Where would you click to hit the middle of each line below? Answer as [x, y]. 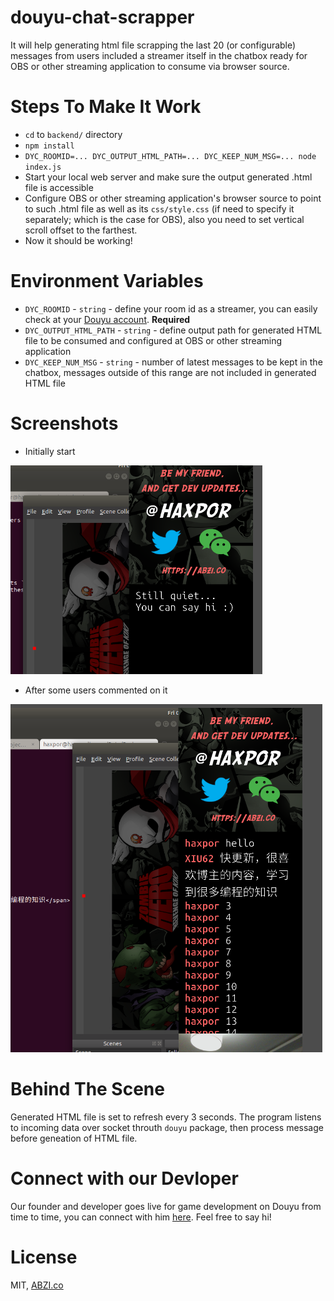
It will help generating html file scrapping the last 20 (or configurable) [153, 45]
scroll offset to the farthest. [81, 230]
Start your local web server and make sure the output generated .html [168, 177]
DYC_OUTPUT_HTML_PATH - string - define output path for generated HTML [173, 330]
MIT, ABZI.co [37, 1285]
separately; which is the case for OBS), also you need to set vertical [164, 219]
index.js [43, 167]
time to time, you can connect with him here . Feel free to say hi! [141, 1217]
